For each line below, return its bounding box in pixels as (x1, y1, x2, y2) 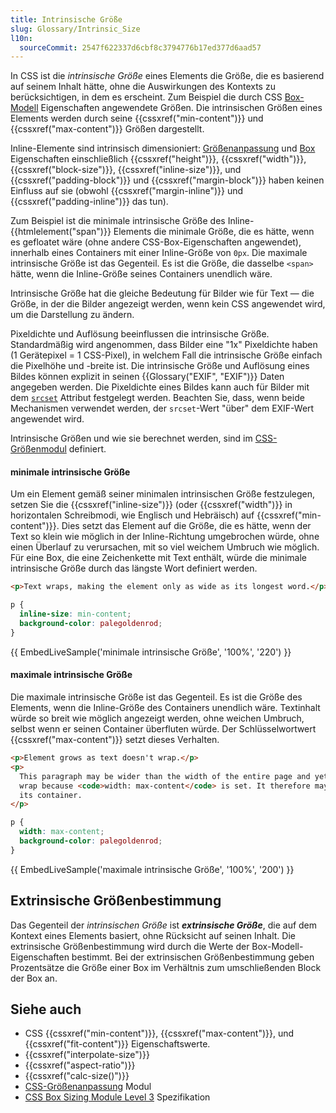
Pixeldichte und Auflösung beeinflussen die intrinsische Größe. (10, 328, 270, 340)
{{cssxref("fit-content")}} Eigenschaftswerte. (24, 1038, 211, 1050)
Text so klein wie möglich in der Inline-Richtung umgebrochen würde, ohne (10, 531, 320, 543)
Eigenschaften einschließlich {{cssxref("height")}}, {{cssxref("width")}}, (10, 153, 307, 165)
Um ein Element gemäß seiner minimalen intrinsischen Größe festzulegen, (10, 488, 316, 500)
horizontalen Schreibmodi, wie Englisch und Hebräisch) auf (10, 509, 255, 521)
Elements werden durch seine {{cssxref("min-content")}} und (10, 112, 264, 125)
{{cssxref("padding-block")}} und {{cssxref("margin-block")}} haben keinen (10, 174, 325, 186)
